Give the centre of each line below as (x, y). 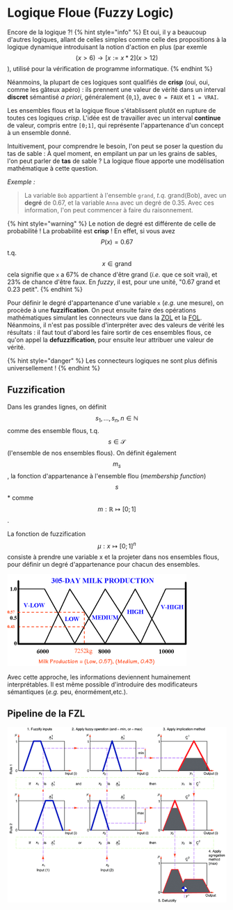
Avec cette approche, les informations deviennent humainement (99, 677)
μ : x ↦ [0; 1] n (117, 546)
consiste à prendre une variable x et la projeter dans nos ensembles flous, (113, 557)
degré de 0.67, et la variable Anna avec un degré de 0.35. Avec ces (119, 203)
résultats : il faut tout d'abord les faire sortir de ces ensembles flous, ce (110, 332)
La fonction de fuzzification (46, 534)
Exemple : (22, 182)
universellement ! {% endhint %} (54, 368)
